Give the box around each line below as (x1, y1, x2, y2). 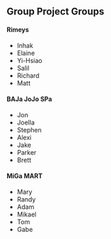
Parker (16, 148, 37, 156)
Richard (16, 71, 40, 80)
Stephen (16, 125, 42, 134)
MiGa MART (6, 172, 43, 180)
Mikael (16, 210, 37, 218)
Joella (16, 118, 35, 127)
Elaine (16, 49, 35, 57)
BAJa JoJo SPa (6, 95, 52, 103)
